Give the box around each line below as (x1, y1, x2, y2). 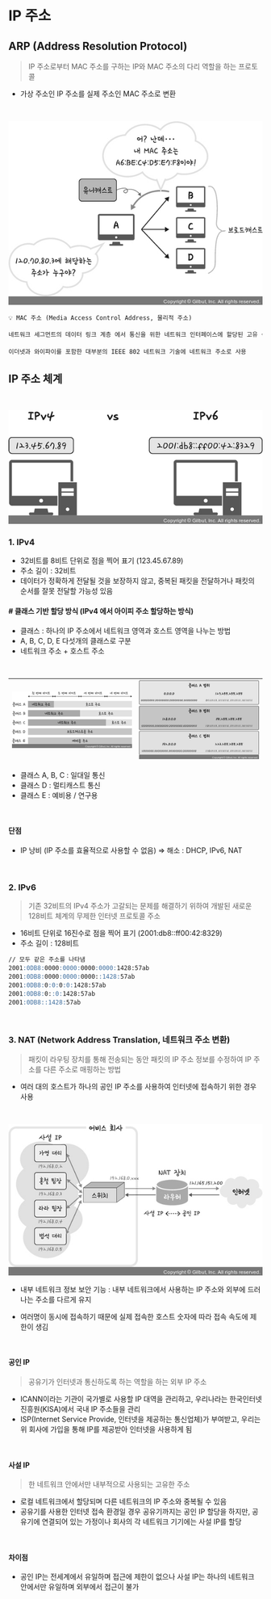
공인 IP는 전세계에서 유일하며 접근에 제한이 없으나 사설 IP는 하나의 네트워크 (19, 1572, 255, 1582)
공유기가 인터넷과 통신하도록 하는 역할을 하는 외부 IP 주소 (27, 1377, 207, 1387)
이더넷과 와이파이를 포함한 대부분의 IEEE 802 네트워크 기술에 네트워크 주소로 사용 (8, 348, 247, 356)
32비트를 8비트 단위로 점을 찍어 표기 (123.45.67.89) (19, 556, 184, 565)
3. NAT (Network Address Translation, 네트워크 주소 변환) (8, 1035, 231, 1046)
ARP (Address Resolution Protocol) (8, 39, 188, 52)
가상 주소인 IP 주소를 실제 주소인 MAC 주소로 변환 (19, 89, 176, 99)
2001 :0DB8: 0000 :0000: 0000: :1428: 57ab (8, 973, 135, 981)
